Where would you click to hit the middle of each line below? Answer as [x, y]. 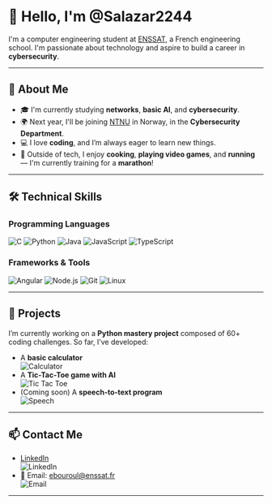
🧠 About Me [38, 90]
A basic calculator [51, 357]
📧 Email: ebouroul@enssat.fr [68, 476]
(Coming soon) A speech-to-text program [91, 392]
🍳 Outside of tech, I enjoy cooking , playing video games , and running [138, 154]
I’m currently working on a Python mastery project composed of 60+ [124, 333]
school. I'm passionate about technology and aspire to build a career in [127, 47]
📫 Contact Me [46, 435]
